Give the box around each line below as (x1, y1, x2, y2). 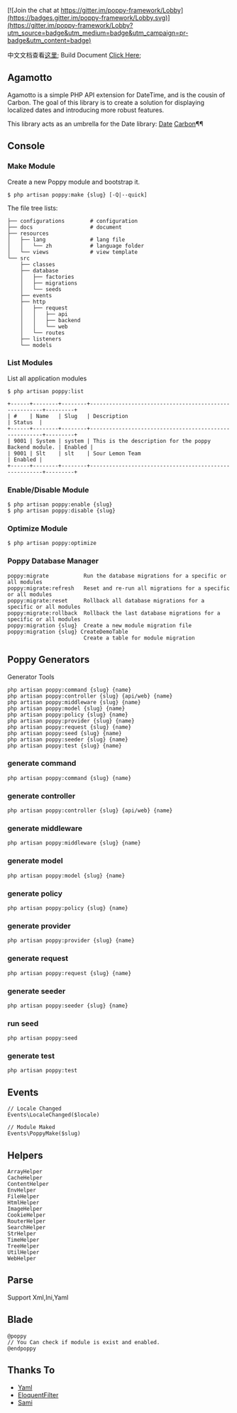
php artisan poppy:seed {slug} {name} (7, 730, 122, 737)
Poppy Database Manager (7, 556, 99, 566)
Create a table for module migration (83, 634, 195, 642)
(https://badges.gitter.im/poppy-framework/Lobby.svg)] (7, 13, 170, 22)
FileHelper (7, 1193, 40, 1200)
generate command (7, 759, 77, 769)
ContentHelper (7, 1181, 50, 1188)
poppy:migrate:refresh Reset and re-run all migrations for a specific (7, 585, 231, 592)
